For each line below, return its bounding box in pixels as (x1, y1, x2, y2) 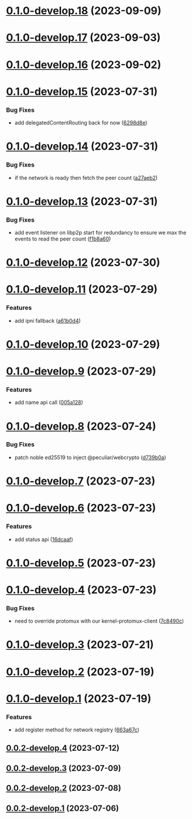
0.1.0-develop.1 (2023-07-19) (6, 692, 152, 705)
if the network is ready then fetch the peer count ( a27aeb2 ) (14, 174, 158, 181)
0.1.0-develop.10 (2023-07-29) (6, 337, 160, 351)
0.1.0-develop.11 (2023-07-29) (6, 283, 158, 296)
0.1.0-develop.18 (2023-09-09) (6, 4, 162, 18)
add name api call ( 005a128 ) (14, 399, 84, 406)
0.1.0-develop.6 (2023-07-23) (6, 502, 156, 515)
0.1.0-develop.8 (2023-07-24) (6, 419, 156, 433)
